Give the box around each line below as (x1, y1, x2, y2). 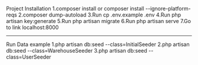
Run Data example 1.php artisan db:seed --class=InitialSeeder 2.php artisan (6, 41, 190, 48)
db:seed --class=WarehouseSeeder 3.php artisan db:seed (6, 47, 147, 54)
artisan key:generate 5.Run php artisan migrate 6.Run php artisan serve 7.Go (6, 18, 192, 24)
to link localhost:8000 (6, 24, 59, 31)
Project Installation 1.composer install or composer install (6, 5, 144, 12)
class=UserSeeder (6, 53, 51, 60)
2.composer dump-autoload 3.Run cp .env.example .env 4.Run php (18, 11, 181, 18)
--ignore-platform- (145, 5, 191, 12)
